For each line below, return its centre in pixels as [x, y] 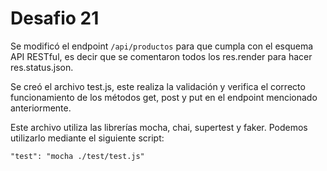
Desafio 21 [55, 18]
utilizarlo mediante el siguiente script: [87, 138]
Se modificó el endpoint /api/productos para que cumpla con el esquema [162, 46]
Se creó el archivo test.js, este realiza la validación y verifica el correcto [158, 86]
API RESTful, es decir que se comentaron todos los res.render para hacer [161, 56]
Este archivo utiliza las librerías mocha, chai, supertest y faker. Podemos [159, 127]
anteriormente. [41, 108]
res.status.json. [42, 67]
